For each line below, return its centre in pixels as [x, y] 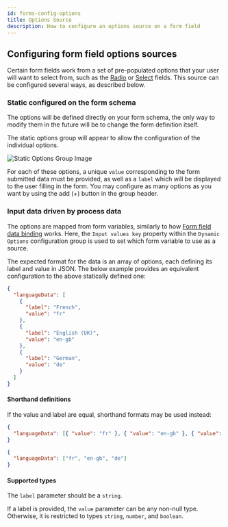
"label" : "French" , [53, 308]
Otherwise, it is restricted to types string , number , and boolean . [95, 516]
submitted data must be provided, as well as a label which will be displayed [114, 179]
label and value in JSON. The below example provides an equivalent [103, 268]
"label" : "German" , [53, 359]
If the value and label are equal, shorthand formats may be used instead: [110, 414]
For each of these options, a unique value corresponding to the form [104, 172]
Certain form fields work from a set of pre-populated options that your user [113, 70]
